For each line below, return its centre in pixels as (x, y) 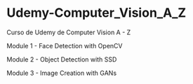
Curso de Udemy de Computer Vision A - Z (69, 32)
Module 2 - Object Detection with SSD (62, 59)
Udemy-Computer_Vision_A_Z (96, 13)
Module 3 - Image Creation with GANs (62, 73)
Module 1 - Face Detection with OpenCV (65, 45)
